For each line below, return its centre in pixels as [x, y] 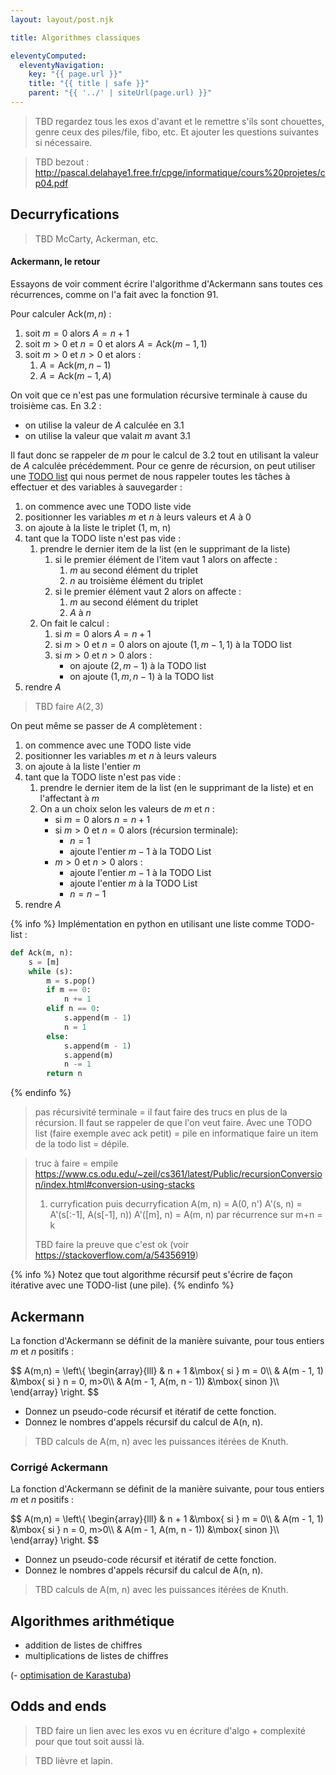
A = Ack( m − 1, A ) [75, 375]
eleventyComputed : [48, 56]
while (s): [51, 971]
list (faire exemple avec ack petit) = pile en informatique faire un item [176, 1133]
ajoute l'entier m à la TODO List [133, 883]
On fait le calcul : [74, 623]
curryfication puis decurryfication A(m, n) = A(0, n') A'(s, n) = [176, 1204]
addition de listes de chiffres [83, 1645]
